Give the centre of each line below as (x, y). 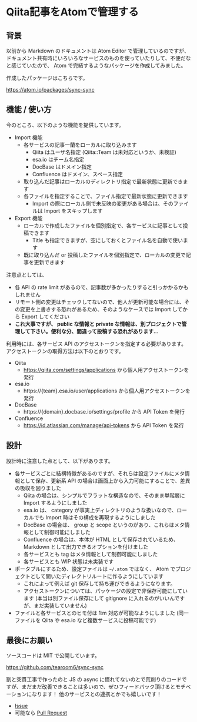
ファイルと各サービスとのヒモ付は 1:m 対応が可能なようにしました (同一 (102, 613)
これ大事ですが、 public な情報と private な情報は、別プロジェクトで (98, 324)
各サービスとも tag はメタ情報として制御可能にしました (91, 554)
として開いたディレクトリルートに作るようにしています (97, 576)
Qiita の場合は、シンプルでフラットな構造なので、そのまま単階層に (104, 495)
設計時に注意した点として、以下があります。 (60, 461)
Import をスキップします (73, 211)
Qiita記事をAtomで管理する (73, 12)
